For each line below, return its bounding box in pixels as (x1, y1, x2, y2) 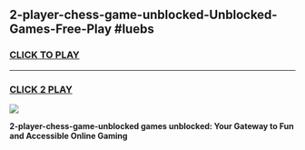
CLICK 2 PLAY (9, 83, 73, 95)
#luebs (113, 22, 154, 37)
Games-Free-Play (9, 22, 112, 37)
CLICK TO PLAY (9, 49, 80, 62)
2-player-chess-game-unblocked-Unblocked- (9, 7, 278, 23)
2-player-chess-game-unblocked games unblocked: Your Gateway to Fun (9, 120, 294, 131)
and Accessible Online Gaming (9, 130, 128, 141)
